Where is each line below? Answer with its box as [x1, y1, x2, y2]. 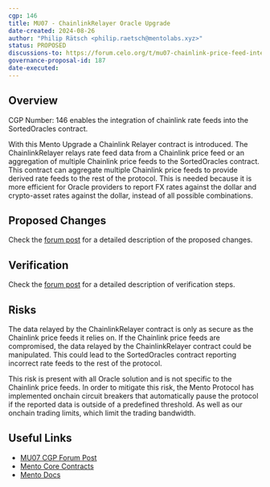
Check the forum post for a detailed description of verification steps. [8, 280, 235, 289]
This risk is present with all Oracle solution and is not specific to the [8, 374, 232, 383]
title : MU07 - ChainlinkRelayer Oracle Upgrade [8, 19, 171, 27]
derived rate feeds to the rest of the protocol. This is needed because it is [8, 174, 252, 183]
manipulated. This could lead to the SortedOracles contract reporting [8, 350, 237, 359]
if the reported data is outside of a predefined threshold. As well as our [8, 399, 243, 409]
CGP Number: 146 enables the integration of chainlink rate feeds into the [8, 115, 249, 125]
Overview [8, 94, 59, 108]
